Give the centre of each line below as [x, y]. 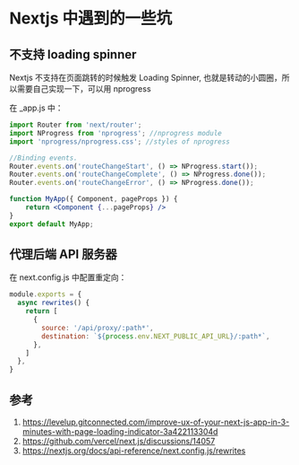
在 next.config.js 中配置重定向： [68, 277]
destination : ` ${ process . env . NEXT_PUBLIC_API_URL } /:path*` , [156, 336]
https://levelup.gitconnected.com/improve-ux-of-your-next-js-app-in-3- [156, 422]
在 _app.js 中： [37, 108]
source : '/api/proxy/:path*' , [98, 328]
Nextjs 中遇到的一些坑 [91, 18]
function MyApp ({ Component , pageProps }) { [94, 199]
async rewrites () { [54, 303]
